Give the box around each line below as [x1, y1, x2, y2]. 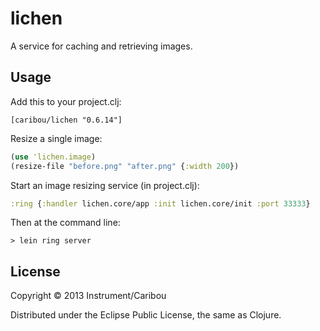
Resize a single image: [10, 132, 103, 144]
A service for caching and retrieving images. [10, 40, 193, 52]
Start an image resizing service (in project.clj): [10, 179, 200, 191]
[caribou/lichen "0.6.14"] [10, 115, 123, 125]
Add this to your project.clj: [10, 95, 122, 107]
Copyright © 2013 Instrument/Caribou [10, 290, 167, 302]
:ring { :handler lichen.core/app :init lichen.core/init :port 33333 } [10, 198, 311, 209]
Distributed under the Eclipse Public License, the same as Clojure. [10, 309, 282, 321]
